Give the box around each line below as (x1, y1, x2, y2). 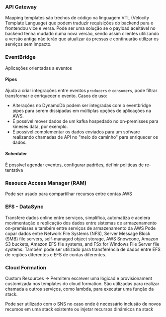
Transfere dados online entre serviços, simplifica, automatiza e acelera (5, 214, 151, 220)
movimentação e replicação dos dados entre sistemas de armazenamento (5, 220, 157, 226)
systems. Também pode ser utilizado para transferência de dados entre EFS (5, 246, 161, 252)
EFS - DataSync (5, 203, 44, 210)
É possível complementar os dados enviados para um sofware (12, 128, 140, 135)
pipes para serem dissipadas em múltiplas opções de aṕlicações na (12, 107, 152, 113)
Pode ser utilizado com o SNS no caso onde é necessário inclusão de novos (5, 301, 162, 307)
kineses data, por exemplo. (12, 123, 68, 129)
